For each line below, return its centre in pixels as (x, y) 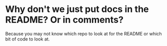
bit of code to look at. (28, 39)
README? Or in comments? (65, 20)
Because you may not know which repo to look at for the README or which (83, 33)
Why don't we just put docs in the (77, 9)
